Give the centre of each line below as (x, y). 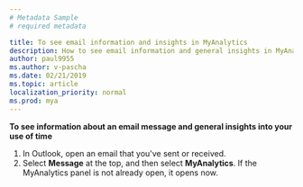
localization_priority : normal (68, 92)
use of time (31, 136)
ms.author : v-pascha (48, 67)
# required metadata (48, 26)
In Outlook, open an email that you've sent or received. (124, 153)
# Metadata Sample (44, 18)
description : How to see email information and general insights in (141, 50)
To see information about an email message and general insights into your (151, 126)
